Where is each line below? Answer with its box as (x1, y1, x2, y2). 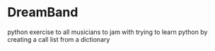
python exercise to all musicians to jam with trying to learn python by (7, 28, 208, 36)
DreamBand (7, 4, 79, 21)
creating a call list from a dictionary (7, 35, 110, 43)
